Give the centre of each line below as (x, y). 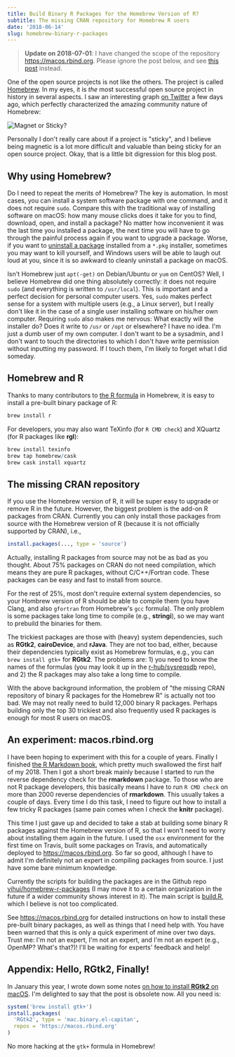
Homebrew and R (46, 378)
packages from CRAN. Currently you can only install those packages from (114, 516)
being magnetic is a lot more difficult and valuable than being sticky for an (114, 147)
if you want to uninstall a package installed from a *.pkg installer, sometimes (117, 245)
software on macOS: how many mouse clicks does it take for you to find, (112, 216)
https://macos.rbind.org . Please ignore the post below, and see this (121, 61)
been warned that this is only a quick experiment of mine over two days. (112, 932)
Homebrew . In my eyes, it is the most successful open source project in (110, 89)
